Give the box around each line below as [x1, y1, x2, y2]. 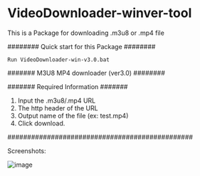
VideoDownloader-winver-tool [7, 5, 192, 21]
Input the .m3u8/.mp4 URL [17, 96, 96, 105]
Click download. [17, 119, 65, 128]
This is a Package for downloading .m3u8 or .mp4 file [7, 29, 165, 37]
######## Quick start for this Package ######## [7, 42, 156, 51]
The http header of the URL [17, 103, 98, 112]
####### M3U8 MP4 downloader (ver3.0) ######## [7, 68, 165, 77]
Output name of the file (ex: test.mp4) [17, 111, 129, 120]
